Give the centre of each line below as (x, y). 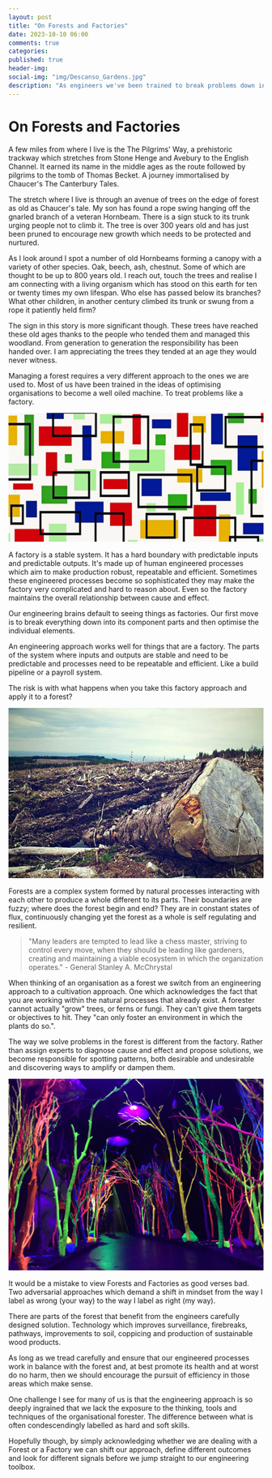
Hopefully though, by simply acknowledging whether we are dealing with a (133, 1441)
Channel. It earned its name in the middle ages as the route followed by (127, 166)
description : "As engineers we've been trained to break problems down (132, 85)
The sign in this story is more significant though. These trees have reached (134, 325)
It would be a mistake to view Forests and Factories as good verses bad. (129, 1283)
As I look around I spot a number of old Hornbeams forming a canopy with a (135, 258)
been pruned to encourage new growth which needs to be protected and (130, 233)
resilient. (23, 925)
